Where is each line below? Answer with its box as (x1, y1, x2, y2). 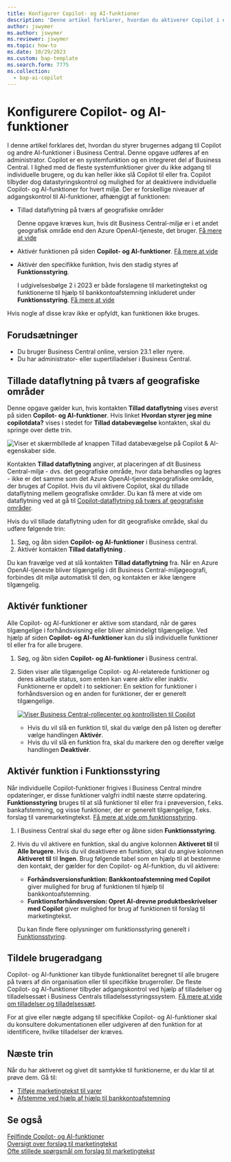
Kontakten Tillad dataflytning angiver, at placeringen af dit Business (7, 460, 201, 468)
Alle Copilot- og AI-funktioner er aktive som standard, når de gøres (7, 618, 197, 627)
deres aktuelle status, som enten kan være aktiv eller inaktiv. (16, 675, 189, 683)
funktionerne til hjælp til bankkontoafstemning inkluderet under (16, 289, 196, 297)
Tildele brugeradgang (7, 952, 102, 964)
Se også (7, 1114, 43, 1125)
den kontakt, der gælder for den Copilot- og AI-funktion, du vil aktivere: (16, 862, 220, 870)
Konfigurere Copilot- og (7, 104, 146, 119)
